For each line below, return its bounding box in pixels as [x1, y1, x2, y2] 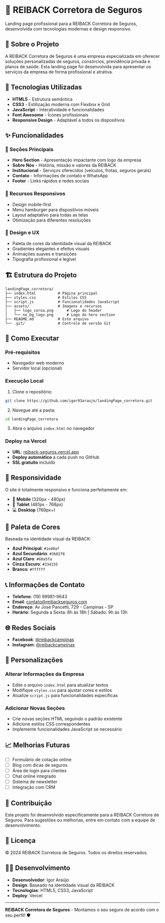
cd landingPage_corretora [5, 417, 58, 421]
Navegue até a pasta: [12, 407, 55, 413]
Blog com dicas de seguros [12, 762, 68, 768]
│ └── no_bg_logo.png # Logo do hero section [5, 312, 115, 317]
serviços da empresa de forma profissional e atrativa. [5, 69, 113, 75]
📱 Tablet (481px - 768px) [12, 501, 63, 507]
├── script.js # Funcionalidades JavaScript [5, 299, 120, 304]
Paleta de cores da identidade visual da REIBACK [12, 240, 111, 246]
